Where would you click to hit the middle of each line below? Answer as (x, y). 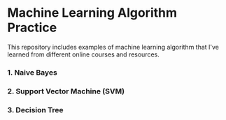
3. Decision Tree (36, 110)
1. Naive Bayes (32, 73)
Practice (32, 28)
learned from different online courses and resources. (83, 54)
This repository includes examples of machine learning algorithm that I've (113, 47)
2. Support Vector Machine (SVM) (66, 91)
